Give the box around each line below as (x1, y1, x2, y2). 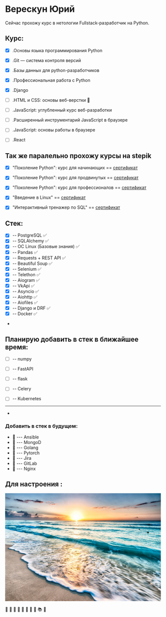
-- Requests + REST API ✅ (12, 254, 66, 261)
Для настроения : (5, 480, 63, 489)
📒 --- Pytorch (12, 450, 40, 456)
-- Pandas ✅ (12, 249, 38, 255)
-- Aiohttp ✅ (12, 294, 38, 300)
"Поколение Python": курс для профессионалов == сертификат (12, 185, 147, 190)
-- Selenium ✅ (12, 266, 42, 272)
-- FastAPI (12, 366, 34, 372)
